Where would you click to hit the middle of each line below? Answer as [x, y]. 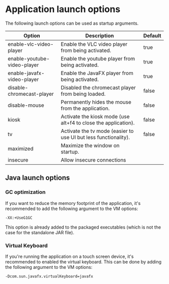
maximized [21, 149]
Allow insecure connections [94, 160]
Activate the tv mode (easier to [97, 131]
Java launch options [38, 178]
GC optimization [25, 192]
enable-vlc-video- [31, 44]
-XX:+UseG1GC [19, 218]
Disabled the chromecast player [98, 88]
